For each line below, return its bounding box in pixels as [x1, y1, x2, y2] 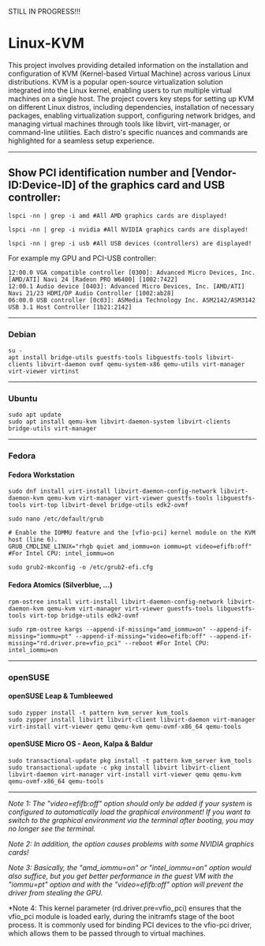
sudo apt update [8, 411, 62, 419]
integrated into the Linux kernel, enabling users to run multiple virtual [8, 85, 233, 95]
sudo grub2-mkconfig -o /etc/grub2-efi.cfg [8, 564, 154, 572]
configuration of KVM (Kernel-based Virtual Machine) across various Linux [8, 69, 251, 78]
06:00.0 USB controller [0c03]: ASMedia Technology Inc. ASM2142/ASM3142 [8, 296, 256, 304]
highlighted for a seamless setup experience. [8, 136, 155, 145]
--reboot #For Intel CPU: [125, 639, 211, 647]
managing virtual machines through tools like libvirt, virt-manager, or [8, 118, 230, 129]
